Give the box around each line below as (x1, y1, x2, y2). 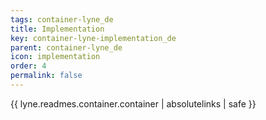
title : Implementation (10, 24, 105, 34)
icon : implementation (10, 52, 101, 62)
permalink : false (10, 71, 83, 81)
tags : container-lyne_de (10, 14, 114, 25)
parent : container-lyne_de (10, 42, 123, 53)
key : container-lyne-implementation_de (10, 33, 177, 43)
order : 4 (10, 61, 47, 71)
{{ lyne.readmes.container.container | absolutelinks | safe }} (10, 97, 257, 110)
